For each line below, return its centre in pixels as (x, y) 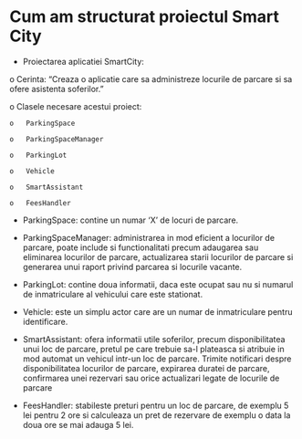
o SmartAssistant (47, 187)
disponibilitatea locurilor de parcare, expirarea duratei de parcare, (146, 368)
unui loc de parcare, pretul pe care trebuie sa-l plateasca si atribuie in (153, 349)
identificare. (45, 321)
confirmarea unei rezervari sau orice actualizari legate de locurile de (151, 378)
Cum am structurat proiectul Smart (145, 17)
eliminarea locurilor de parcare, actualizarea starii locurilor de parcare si (158, 256)
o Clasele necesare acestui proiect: (76, 106)
